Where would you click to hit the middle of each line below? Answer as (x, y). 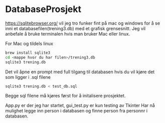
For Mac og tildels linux (29, 43)
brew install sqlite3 (28, 53)
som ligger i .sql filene (28, 77)
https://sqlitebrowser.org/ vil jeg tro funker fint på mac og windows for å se (83, 23)
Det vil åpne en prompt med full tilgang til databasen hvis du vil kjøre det (80, 72)
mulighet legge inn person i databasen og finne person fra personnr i (76, 111)
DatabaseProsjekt (43, 9)
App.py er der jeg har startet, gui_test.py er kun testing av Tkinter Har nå (80, 105)
